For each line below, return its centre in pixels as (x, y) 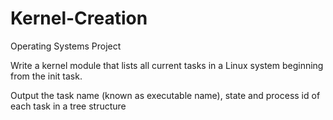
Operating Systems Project (66, 46)
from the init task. (46, 76)
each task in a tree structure (68, 106)
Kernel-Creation (79, 18)
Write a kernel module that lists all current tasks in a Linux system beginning (167, 65)
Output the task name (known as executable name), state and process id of (165, 95)
